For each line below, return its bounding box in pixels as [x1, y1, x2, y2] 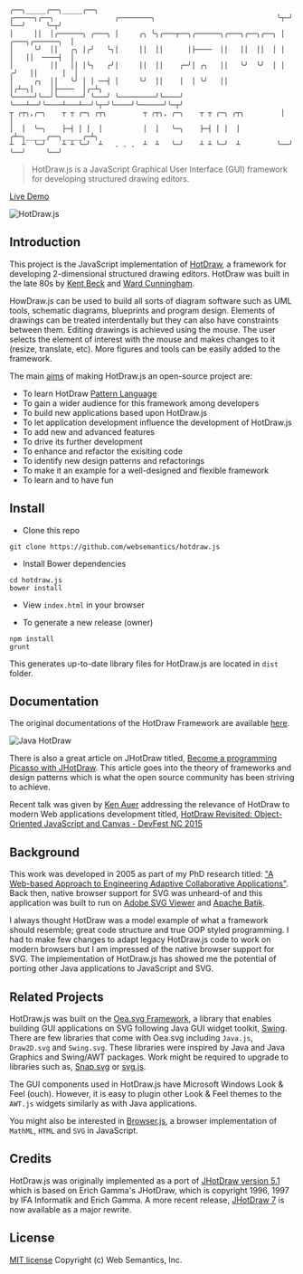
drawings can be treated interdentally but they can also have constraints [9, 315, 279, 326]
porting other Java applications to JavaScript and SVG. [9, 963, 214, 974]
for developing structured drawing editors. [31, 174, 190, 184]
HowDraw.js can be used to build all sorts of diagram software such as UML [9, 295, 292, 306]
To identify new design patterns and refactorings [22, 455, 205, 466]
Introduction [9, 234, 81, 250]
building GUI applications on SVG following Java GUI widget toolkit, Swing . [9, 1023, 288, 1033]
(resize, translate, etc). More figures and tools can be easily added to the [9, 343, 280, 354]
